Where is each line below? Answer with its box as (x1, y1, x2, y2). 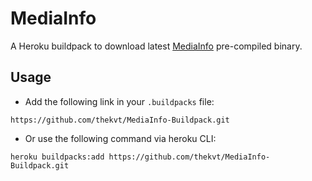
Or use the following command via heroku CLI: (24, 132, 217, 144)
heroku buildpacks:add (10, 152, 105, 162)
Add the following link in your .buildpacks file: (24, 95, 215, 107)
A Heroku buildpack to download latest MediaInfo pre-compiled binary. (10, 40, 303, 52)
